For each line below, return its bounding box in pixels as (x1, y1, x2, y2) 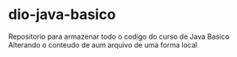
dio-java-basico (8, 6, 116, 24)
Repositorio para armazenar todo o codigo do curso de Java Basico (8, 32, 230, 41)
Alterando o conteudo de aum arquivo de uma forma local (8, 40, 197, 49)
